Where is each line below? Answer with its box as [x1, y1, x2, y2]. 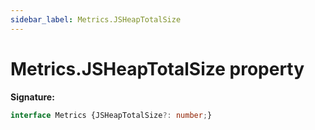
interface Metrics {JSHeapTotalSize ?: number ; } [10, 110, 213, 120]
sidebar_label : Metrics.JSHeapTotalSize [10, 14, 182, 25]
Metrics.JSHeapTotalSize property [10, 57, 305, 80]
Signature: [10, 91, 55, 103]
